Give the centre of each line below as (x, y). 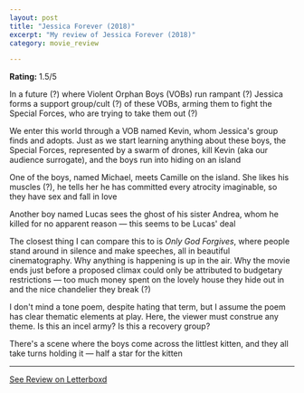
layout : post (34, 18)
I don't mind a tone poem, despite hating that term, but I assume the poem (148, 307)
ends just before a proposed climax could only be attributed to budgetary (146, 270)
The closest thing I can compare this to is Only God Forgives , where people (150, 242)
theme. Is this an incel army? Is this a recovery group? (110, 326)
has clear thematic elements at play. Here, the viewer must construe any (144, 317)
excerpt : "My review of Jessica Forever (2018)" (103, 34)
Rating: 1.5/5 (33, 77)
